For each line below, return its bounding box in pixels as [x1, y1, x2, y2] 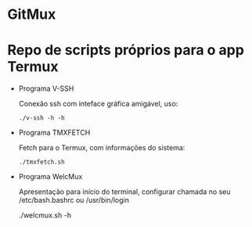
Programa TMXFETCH [18, 128, 91, 138]
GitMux [7, 5, 56, 23]
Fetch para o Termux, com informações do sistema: [18, 143, 185, 153]
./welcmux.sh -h [18, 211, 72, 220]
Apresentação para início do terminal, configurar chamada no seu [18, 187, 231, 196]
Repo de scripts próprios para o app [7, 41, 244, 59]
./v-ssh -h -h [18, 114, 65, 122]
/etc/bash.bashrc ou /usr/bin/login [18, 196, 130, 205]
